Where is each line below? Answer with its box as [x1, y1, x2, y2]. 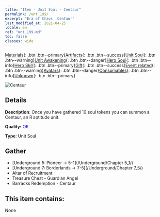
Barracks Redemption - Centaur [12, 181, 76, 186]
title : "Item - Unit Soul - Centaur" [5, 7, 81, 12]
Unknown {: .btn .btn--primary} [14, 72, 76, 78]
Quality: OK [5, 123, 29, 129]
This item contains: [5, 195, 64, 203]
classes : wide [5, 39, 34, 44]
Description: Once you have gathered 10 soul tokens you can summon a [5, 109, 150, 115]
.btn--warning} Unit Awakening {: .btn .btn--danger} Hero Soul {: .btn [5, 57, 139, 63]
